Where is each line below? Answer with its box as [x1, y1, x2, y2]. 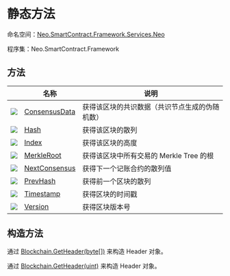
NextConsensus [24, 163, 76, 173]
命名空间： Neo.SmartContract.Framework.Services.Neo [7, 30, 166, 38]
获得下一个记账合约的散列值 [81, 164, 172, 173]
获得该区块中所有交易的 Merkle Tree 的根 [81, 151, 214, 160]
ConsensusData [24, 107, 76, 116]
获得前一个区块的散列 [81, 176, 151, 186]
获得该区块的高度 [81, 138, 138, 147]
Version [24, 201, 49, 211]
